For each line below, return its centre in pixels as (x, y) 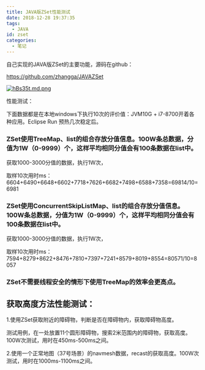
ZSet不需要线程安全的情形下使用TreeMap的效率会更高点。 (93, 282)
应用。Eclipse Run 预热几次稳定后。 (57, 121)
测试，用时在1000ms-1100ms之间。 (51, 361)
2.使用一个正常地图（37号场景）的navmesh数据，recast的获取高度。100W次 (103, 353)
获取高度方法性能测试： (50, 304)
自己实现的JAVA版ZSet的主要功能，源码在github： (70, 64)
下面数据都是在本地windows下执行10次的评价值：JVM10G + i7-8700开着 (98, 114)
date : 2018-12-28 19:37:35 (41, 18)
